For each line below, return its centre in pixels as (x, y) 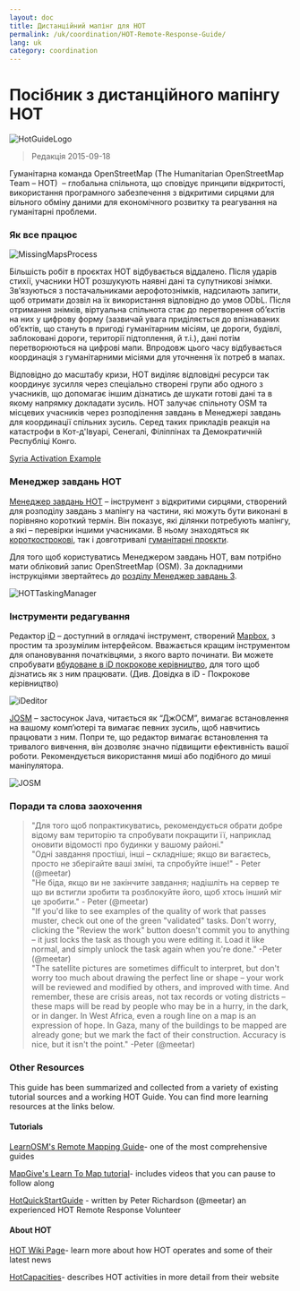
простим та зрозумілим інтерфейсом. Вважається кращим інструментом (150, 645)
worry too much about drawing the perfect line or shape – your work (157, 978)
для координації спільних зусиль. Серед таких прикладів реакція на (140, 423)
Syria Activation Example (55, 458)
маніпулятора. (37, 765)
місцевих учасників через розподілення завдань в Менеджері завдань (146, 413)
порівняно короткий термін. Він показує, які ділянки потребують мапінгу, (150, 520)
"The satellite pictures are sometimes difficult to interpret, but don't (155, 969)
